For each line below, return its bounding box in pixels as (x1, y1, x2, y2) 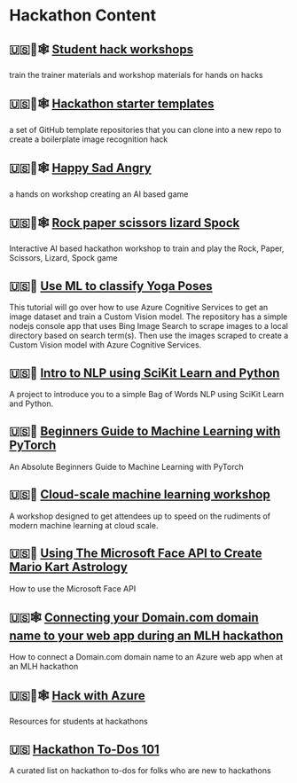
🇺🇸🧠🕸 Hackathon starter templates (9, 97, 215, 112)
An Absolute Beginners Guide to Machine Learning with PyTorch (9, 461, 244, 472)
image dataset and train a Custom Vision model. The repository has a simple (9, 311, 288, 322)
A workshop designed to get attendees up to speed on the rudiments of (9, 511, 271, 521)
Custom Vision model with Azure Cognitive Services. (9, 340, 202, 350)
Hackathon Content (9, 5, 157, 26)
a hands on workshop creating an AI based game (9, 188, 189, 200)
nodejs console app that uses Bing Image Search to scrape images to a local (9, 321, 289, 332)
